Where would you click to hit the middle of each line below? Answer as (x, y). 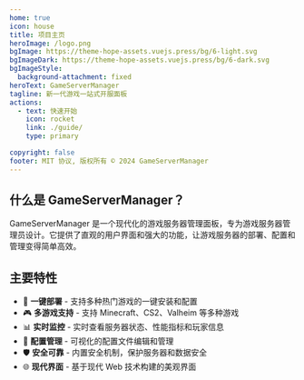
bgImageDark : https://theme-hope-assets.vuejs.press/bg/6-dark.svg (140, 60)
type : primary (52, 136)
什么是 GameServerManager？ (97, 200)
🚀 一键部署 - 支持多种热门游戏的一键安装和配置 (110, 302)
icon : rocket (50, 119)
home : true (30, 18)
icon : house (32, 26)
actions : (26, 102)
